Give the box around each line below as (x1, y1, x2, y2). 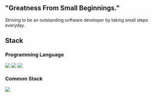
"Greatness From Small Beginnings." (5, 4, 120, 12)
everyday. (5, 22, 26, 28)
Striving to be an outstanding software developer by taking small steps (5, 17, 149, 23)
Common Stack (5, 75, 43, 82)
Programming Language (5, 51, 64, 58)
